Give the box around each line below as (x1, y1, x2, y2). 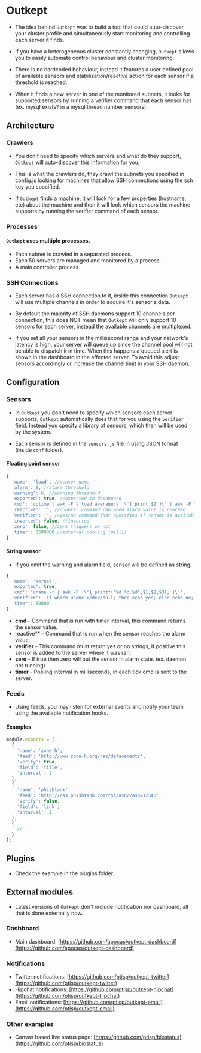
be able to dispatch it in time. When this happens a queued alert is (14, 347, 178, 354)
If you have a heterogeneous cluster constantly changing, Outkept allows (14, 47, 194, 55)
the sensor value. (14, 623, 58, 631)
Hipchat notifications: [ (14, 986, 72, 993)
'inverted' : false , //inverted (11, 518, 90, 524)
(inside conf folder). (14, 446, 64, 454)
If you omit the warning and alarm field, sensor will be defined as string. (14, 561, 192, 568)
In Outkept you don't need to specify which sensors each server (14, 409, 173, 416)
